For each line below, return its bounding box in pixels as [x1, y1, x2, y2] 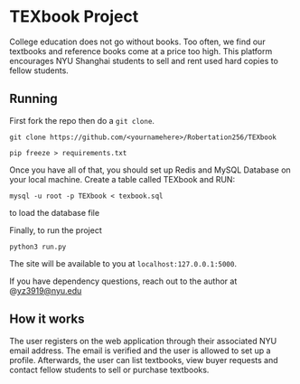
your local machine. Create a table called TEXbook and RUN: [9, 173, 236, 184]
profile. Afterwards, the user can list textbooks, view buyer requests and [9, 354, 278, 365]
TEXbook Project [9, 6, 139, 27]
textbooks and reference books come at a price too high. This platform [9, 45, 273, 56]
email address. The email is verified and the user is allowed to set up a [9, 345, 271, 356]
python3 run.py [9, 242, 67, 251]
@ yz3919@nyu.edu [9, 285, 82, 295]
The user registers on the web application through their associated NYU [9, 335, 277, 346]
